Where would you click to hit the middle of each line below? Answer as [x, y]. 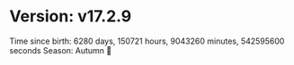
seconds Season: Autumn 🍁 [61, 50]
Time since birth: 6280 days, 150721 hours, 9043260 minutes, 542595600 [147, 41]
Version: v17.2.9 [71, 16]
